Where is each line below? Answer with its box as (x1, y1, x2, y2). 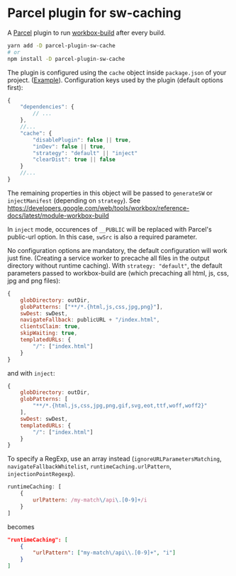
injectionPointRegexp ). (7, 470, 76, 478)
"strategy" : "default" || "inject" (33, 149, 138, 157)
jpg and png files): (7, 276, 61, 285)
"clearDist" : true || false (33, 156, 116, 164)
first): (7, 83, 23, 91)
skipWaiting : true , (20, 329, 78, 337)
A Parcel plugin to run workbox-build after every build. (7, 28, 166, 37)
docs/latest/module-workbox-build (7, 211, 110, 220)
